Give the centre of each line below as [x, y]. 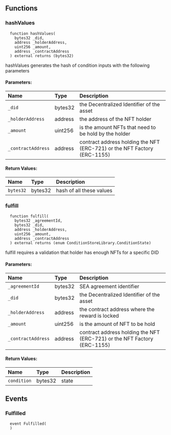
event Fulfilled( [28, 424]
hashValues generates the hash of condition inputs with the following [78, 65]
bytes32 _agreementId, [38, 221]
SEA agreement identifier [109, 286]
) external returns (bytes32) [42, 56]
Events [17, 399]
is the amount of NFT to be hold [117, 324]
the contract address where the [117, 309]
